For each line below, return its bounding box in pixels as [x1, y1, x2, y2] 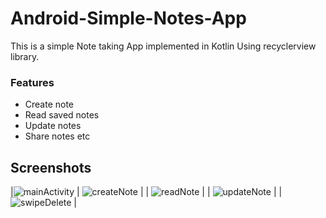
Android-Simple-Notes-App [10, 7, 247, 30]
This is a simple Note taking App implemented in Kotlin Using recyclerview [10, 40, 317, 52]
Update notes [24, 120, 82, 132]
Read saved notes [24, 109, 100, 121]
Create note [24, 98, 75, 111]
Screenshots [10, 159, 92, 176]
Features [10, 75, 55, 89]
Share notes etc [24, 130, 91, 142]
